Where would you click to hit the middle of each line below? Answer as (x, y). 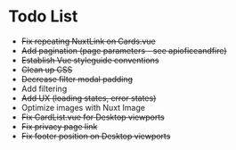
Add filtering (44, 88)
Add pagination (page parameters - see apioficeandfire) (124, 50)
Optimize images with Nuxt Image (83, 107)
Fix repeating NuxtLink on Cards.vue (89, 41)
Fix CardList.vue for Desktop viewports (93, 117)
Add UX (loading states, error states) (89, 98)
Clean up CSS (47, 70)
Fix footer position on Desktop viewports (96, 136)
